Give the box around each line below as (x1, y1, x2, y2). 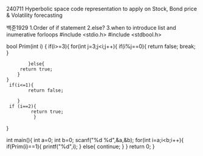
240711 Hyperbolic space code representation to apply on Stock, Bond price (6, 5, 198, 12)
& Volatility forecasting (6, 12, 63, 19)
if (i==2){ (9, 103, 36, 109)
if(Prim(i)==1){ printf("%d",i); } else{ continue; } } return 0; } (6, 143, 155, 150)
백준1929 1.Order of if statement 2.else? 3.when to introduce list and (6, 24, 176, 31)
